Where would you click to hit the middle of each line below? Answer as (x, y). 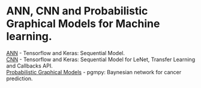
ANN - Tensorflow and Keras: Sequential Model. (65, 53)
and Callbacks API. (29, 66)
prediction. (19, 78)
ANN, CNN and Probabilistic (77, 11)
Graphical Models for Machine (83, 24)
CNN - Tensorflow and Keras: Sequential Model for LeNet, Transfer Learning (101, 59)
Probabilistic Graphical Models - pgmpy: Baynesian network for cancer (94, 72)
